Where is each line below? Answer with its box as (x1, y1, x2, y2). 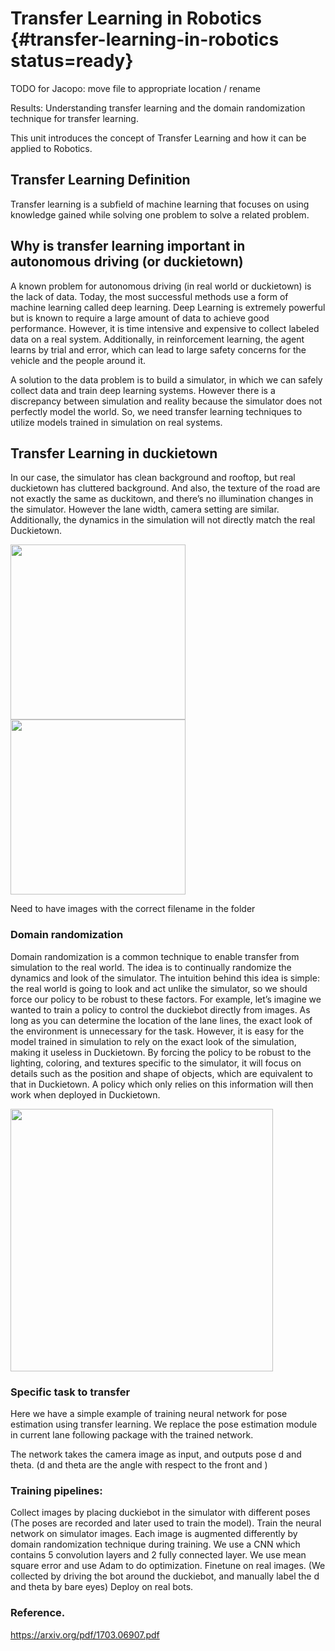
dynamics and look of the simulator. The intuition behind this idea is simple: (10, 972, 320, 984)
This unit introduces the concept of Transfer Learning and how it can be (10, 132, 307, 144)
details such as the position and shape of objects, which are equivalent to (10, 1067, 313, 1079)
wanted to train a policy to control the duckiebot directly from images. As (10, 1003, 311, 1016)
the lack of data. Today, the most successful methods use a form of (10, 290, 289, 302)
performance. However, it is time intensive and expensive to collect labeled (10, 322, 320, 334)
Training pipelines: (10, 1483, 103, 1497)
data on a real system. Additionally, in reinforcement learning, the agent (10, 333, 305, 345)
